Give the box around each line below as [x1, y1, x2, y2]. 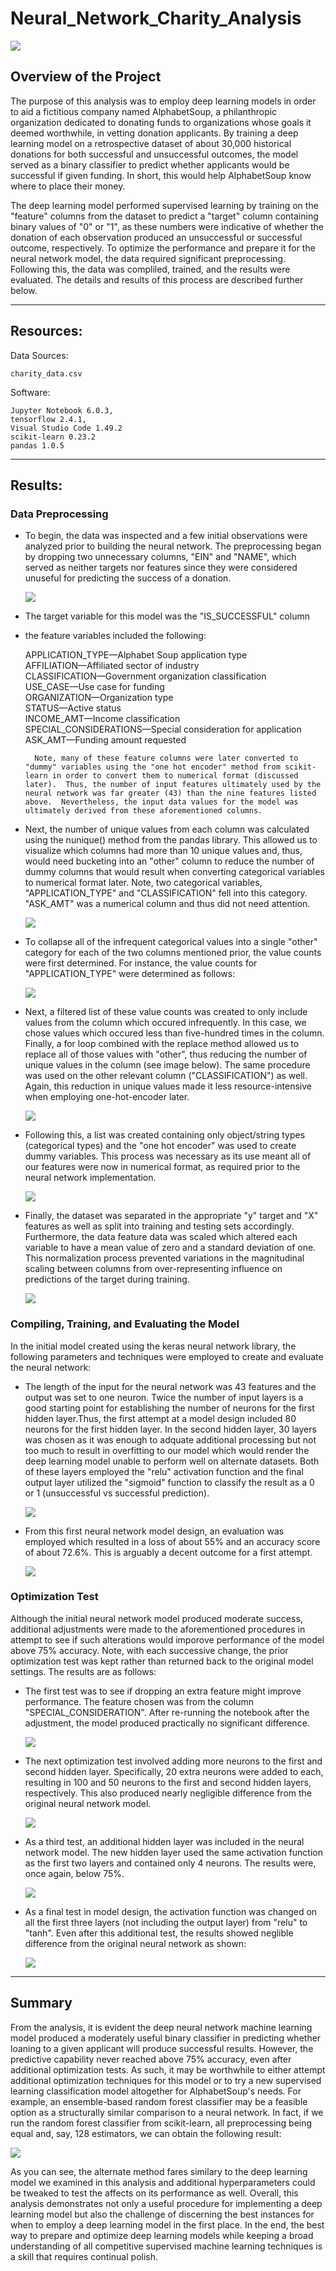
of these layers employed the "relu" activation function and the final [24, 1465, 304, 1477]
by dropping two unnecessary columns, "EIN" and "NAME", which [24, 551, 297, 563]
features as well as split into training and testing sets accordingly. [24, 1220, 295, 1232]
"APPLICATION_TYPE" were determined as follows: [24, 968, 236, 980]
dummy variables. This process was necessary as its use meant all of [24, 1150, 312, 1162]
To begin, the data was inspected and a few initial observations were [24, 530, 308, 542]
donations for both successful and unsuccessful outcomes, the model [10, 148, 299, 160]
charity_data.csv [10, 368, 83, 379]
